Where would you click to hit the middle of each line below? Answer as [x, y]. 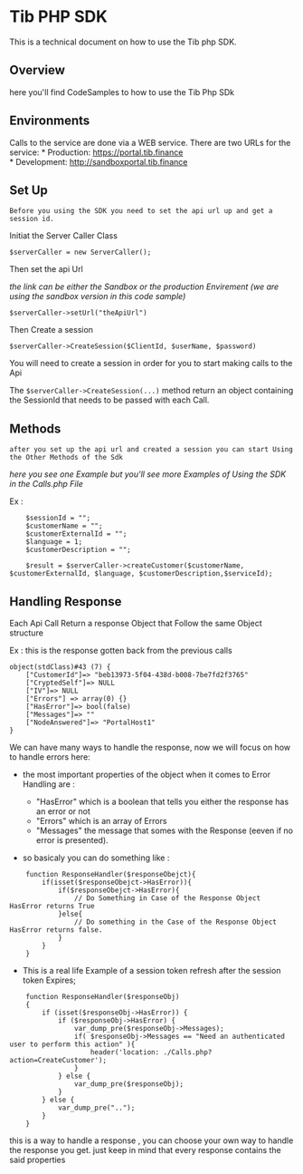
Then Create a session [51, 330]
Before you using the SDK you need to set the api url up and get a [141, 211]
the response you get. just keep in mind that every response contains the [146, 1150]
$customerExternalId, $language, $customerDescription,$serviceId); [141, 574]
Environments [50, 121]
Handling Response [66, 602]
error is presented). [72, 840]
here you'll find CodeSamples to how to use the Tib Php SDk [122, 92]
